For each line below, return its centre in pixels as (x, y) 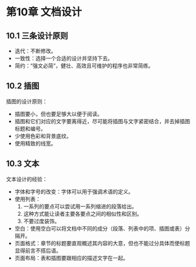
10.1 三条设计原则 (37, 36)
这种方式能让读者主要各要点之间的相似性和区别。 (83, 213)
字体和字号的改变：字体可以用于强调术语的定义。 (74, 192)
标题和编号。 (30, 128)
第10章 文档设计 (44, 12)
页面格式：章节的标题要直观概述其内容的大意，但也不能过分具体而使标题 (102, 243)
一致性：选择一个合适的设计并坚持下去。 (64, 58)
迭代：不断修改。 (35, 51)
